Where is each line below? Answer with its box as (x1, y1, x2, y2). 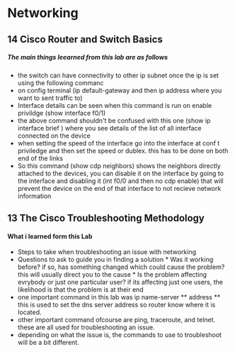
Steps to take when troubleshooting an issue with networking (17, 248, 197, 256)
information (17, 192, 52, 200)
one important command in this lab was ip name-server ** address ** (17, 293, 221, 302)
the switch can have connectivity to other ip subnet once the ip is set (17, 71, 219, 79)
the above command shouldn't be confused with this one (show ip (17, 116, 211, 125)
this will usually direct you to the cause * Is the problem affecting (17, 270, 207, 279)
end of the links (17, 154, 64, 163)
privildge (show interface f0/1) (17, 109, 106, 117)
